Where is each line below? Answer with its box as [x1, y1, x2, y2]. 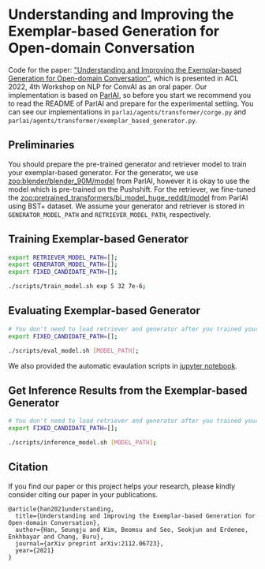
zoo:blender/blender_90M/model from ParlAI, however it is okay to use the [8, 176, 250, 185]
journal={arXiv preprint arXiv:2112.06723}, [15, 539, 164, 548]
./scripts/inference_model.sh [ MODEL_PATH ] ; [8, 439, 157, 447]
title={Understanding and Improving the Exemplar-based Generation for [15, 511, 256, 520]
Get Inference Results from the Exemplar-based [8, 384, 248, 397]
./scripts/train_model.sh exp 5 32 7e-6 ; [8, 283, 147, 290]
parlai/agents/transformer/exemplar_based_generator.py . [8, 115, 198, 125]
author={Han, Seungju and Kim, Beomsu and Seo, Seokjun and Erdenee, [15, 526, 248, 533]
